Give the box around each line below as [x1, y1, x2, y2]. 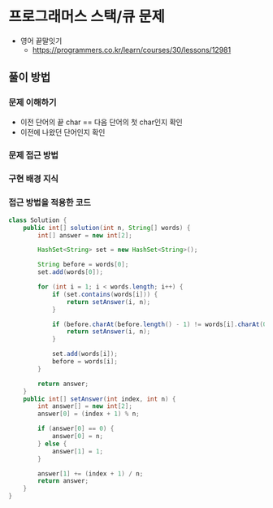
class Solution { [8, 216, 67, 224]
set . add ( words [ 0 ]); [37, 268, 104, 276]
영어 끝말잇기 [19, 36, 63, 46]
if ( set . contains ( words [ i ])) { [51, 290, 158, 298]
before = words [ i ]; [51, 358, 118, 366]
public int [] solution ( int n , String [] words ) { [23, 224, 191, 232]
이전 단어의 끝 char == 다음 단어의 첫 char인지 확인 [19, 117, 183, 127]
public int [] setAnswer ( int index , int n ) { [23, 395, 176, 403]
